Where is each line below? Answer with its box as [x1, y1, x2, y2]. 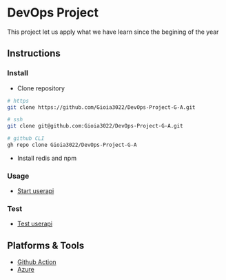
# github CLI [7, 135, 45, 142]
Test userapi [17, 219, 53, 228]
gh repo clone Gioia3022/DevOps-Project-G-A [7, 141, 137, 148]
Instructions [7, 48, 61, 59]
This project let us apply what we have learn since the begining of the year [7, 28, 219, 36]
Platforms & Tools [7, 239, 85, 251]
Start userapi [17, 187, 54, 195]
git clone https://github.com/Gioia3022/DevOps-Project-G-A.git [7, 103, 196, 111]
